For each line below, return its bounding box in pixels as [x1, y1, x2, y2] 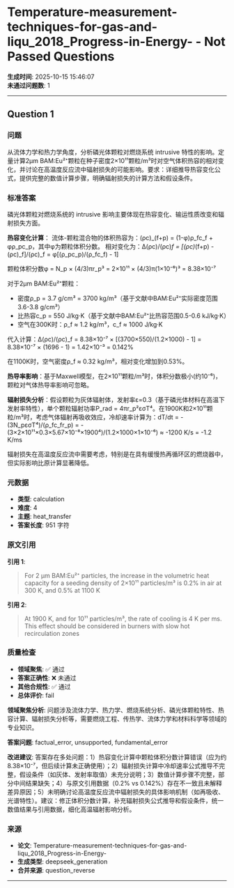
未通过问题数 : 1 [7, 81, 50, 89]
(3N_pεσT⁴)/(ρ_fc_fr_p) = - [7, 421, 84, 429]
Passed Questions [7, 49, 115, 65]
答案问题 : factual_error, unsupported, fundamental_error [7, 738, 169, 746]
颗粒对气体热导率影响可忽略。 [7, 380, 93, 389]
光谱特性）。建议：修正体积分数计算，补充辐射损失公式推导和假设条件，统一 [7, 796, 224, 804]
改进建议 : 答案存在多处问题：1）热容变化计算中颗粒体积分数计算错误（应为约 [7, 753, 227, 761]
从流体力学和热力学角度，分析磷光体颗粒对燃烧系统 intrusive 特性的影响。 [7, 148, 219, 156]
